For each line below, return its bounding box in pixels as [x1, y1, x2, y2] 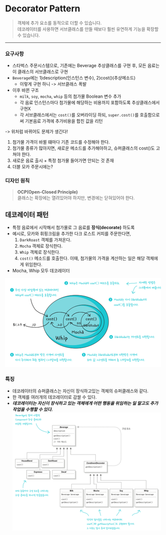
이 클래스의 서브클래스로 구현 [12, 69, 68, 75]
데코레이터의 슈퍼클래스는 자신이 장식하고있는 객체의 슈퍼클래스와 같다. [12, 388, 149, 394]
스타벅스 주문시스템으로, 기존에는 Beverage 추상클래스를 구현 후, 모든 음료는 [12, 63, 160, 69]
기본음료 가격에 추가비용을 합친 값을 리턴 [25, 118, 103, 124]
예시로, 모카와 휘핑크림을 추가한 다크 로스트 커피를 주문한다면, [12, 230, 131, 237]
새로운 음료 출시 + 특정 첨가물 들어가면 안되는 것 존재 [12, 157, 114, 163]
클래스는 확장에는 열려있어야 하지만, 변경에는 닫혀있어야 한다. [17, 194, 135, 200]
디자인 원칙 [5, 177, 30, 184]
